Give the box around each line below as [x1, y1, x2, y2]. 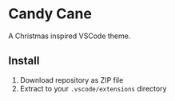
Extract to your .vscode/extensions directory [19, 84, 167, 93]
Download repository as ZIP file [19, 75, 124, 84]
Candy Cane [8, 5, 92, 23]
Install [8, 54, 40, 68]
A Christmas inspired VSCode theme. [8, 31, 131, 41]
